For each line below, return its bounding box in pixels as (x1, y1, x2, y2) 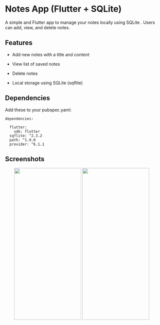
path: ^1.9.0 (9, 137, 36, 142)
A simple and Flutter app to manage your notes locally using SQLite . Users (5, 19, 155, 25)
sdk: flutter (14, 129, 40, 134)
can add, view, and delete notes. (5, 24, 70, 30)
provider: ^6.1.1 (9, 142, 45, 147)
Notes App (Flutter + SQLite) (5, 3, 122, 15)
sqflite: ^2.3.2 (9, 133, 42, 138)
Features (5, 39, 33, 47)
